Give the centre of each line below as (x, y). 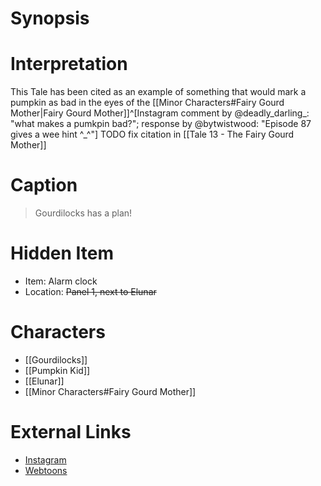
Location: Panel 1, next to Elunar (90, 291)
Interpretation (69, 64)
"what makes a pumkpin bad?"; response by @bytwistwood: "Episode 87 (161, 124)
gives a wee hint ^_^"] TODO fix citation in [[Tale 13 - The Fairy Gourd (152, 134)
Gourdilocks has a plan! (83, 213)
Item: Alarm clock (61, 281)
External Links (71, 432)
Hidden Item (62, 253)
